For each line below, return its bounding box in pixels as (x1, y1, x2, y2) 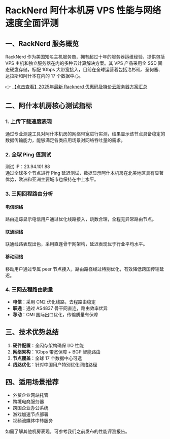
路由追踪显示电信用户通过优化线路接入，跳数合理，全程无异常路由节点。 (5, 216, 156, 222)
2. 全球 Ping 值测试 (5, 151, 52, 158)
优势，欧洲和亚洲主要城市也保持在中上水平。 (5, 176, 99, 182)
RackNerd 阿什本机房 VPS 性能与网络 (5, 5, 161, 16)
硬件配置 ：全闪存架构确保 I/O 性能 (12, 342, 84, 348)
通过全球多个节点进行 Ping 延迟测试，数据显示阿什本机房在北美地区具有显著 (5, 170, 164, 176)
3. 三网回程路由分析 (5, 190, 53, 197)
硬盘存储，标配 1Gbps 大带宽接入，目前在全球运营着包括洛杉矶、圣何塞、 (9, 67, 163, 72)
